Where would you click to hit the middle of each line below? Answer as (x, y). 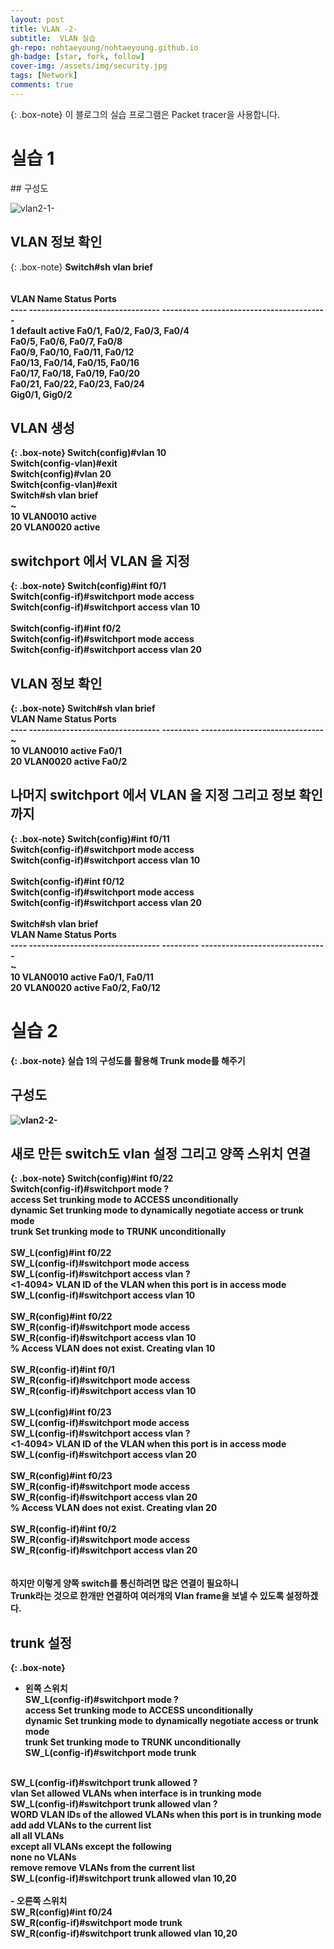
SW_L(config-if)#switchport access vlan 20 (103, 1455)
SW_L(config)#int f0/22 (61, 1253)
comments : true (42, 85)
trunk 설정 (41, 1642)
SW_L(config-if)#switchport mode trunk (110, 1753)
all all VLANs (37, 1836)
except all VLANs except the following (91, 1847)
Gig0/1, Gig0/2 (41, 394)
